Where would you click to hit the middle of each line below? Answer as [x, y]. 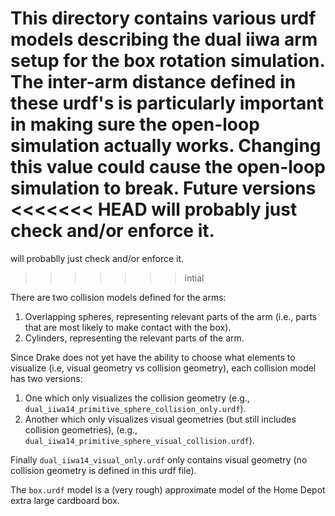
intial [194, 278]
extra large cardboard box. [65, 500]
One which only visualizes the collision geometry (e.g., [137, 398]
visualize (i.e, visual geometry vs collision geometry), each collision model [163, 368]
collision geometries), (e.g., [81, 429]
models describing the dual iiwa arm [164, 39]
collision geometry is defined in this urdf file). [103, 470]
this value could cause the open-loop [168, 167]
